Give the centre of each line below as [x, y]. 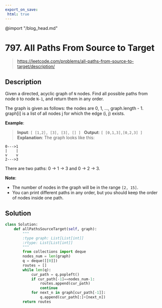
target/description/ [36, 66]
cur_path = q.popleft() [55, 274]
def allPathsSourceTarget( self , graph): [55, 229]
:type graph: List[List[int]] [53, 238]
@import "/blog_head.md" [31, 28]
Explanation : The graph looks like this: [56, 138]
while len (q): [37, 270]
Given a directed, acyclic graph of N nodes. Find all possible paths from [76, 94]
